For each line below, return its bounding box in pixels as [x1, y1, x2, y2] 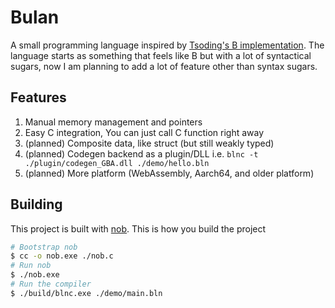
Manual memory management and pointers [24, 116, 203, 128]
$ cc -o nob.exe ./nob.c [10, 251, 114, 261]
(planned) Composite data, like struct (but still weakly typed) [24, 137, 275, 149]
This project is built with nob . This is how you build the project [10, 222, 267, 235]
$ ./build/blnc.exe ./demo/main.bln [10, 288, 163, 298]
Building [10, 196, 63, 213]
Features [10, 89, 67, 106]
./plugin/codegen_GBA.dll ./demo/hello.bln [24, 158, 210, 168]
